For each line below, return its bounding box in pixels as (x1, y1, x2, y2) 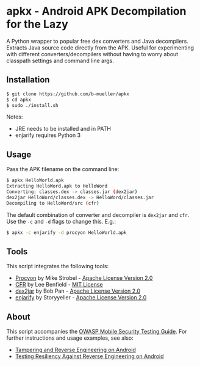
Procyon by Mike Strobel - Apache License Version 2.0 (15, 274, 153, 282)
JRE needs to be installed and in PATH (15, 125, 112, 133)
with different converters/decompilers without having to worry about (6, 50, 179, 57)
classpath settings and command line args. (6, 57, 114, 64)
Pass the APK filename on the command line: (6, 166, 120, 173)
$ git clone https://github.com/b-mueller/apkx (6, 90, 130, 97)
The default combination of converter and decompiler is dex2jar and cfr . (6, 211, 190, 218)
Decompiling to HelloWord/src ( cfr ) (6, 200, 99, 206)
